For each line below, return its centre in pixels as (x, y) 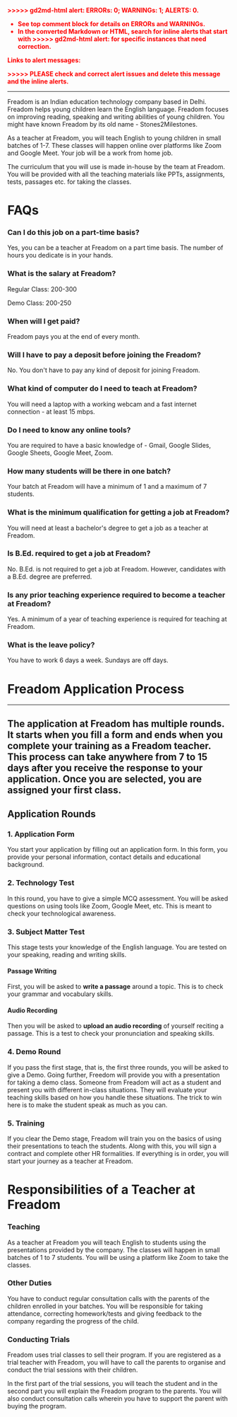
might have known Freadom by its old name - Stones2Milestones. (102, 124)
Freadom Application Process (96, 689)
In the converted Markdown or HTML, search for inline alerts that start (122, 31)
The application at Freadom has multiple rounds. (116, 723)
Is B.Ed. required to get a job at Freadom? (79, 553)
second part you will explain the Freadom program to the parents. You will (115, 1391)
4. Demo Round (34, 1052)
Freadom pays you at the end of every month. (74, 337)
